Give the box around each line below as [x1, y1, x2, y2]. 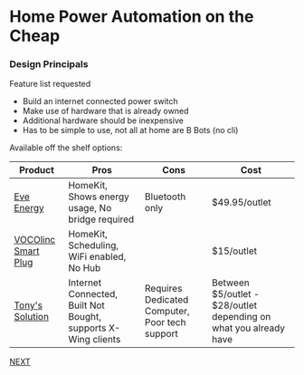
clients [92, 333, 121, 346]
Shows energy [67, 190, 129, 203]
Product [19, 164, 54, 177]
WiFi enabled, [67, 251, 127, 264]
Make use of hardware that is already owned [22, 106, 189, 117]
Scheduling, [67, 239, 119, 252]
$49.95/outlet [212, 197, 271, 209]
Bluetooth [144, 190, 186, 203]
